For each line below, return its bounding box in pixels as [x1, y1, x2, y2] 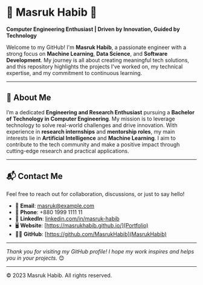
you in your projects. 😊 [6, 254, 65, 261]
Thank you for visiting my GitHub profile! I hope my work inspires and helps [6, 247, 195, 255]
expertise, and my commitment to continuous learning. [6, 69, 143, 76]
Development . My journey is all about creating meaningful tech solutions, [6, 56, 189, 64]
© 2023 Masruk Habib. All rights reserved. [6, 272, 112, 279]
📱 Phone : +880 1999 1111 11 [14, 208, 83, 215]
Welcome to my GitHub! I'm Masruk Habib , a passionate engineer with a [6, 44, 187, 51]
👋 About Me [6, 93, 51, 103]
